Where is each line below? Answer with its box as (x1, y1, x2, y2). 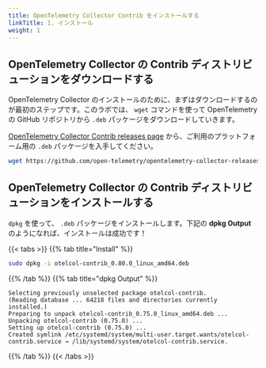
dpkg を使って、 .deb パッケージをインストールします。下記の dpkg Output (8, 218, 252, 228)
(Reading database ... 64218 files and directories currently (8, 296, 218, 304)
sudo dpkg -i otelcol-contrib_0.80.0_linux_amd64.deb (8, 259, 190, 267)
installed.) (8, 302, 47, 311)
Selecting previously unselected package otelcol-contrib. (8, 289, 207, 297)
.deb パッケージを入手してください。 (37, 142, 158, 151)
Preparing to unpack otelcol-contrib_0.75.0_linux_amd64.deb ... (8, 309, 228, 317)
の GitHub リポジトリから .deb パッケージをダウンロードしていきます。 (8, 115, 239, 124)
